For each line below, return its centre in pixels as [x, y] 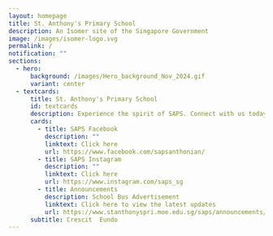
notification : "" [38, 54]
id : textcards [54, 106]
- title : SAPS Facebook [78, 129]
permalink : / [30, 46]
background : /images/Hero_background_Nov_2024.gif [117, 76]
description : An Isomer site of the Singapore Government [108, 31]
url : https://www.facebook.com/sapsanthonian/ [125, 152]
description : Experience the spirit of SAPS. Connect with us [137, 114]
